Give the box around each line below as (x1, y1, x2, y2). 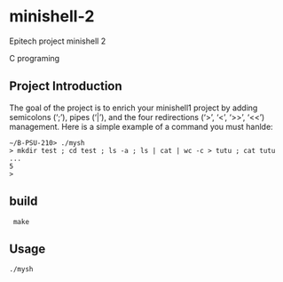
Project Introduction (9, 78, 122, 94)
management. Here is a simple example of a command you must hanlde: (9, 121, 273, 132)
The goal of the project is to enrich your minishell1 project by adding (9, 102, 258, 113)
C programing (9, 52, 60, 63)
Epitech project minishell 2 (9, 36, 106, 46)
